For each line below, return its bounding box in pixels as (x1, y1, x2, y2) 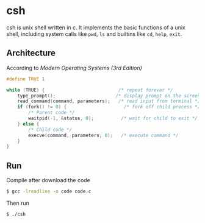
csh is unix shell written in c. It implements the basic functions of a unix (6, 24, 186, 31)
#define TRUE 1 (6, 76, 45, 82)
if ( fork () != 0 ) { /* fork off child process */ (17, 104, 201, 110)
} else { (17, 121, 40, 127)
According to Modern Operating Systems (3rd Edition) (6, 64, 142, 71)
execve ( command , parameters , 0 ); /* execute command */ (28, 132, 179, 138)
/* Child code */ (28, 126, 72, 133)
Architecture (6, 48, 56, 58)
